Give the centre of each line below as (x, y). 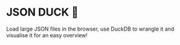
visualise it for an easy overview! (47, 35)
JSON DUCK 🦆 (42, 12)
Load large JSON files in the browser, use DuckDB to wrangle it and (90, 29)
